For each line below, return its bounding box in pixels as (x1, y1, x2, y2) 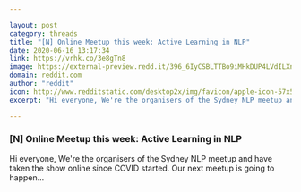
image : (9, 63, 34, 71)
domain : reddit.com (9, 71, 82, 80)
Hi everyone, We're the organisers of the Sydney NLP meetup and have (9, 153, 273, 163)
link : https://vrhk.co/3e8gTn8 (9, 54, 126, 63)
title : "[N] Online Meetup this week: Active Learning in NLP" (9, 38, 251, 46)
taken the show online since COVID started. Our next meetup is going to (9, 163, 275, 173)
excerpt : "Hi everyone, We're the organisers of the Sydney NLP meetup (9, 96, 282, 104)
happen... (9, 171, 45, 183)
